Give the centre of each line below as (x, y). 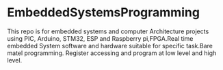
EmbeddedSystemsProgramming (104, 13)
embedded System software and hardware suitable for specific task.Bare (110, 46)
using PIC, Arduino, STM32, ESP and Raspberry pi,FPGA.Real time (100, 38)
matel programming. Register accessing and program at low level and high (112, 53)
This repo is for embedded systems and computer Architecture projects (108, 31)
